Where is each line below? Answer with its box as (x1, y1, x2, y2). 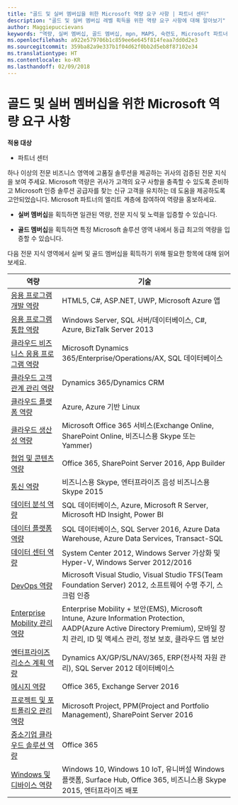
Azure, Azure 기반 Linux (62, 402, 140, 412)
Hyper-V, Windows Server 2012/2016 (62, 557, 193, 567)
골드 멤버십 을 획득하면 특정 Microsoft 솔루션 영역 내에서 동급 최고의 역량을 (17, 225, 223, 234)
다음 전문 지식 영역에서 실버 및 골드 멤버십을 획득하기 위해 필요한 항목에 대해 (7, 249, 217, 257)
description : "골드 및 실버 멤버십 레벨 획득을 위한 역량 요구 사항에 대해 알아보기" (7, 17, 226, 24)
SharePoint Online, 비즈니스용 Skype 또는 (62, 431, 196, 441)
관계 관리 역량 (11, 383, 55, 393)
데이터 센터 (11, 547, 46, 557)
